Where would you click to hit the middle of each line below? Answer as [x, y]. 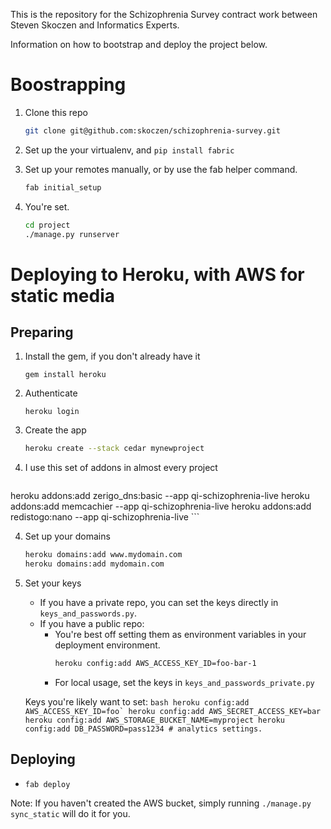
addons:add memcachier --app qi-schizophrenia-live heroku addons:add [161, 506]
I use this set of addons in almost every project [121, 468]
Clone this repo [56, 112]
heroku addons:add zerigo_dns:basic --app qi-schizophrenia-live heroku [160, 496]
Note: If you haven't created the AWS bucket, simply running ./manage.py [161, 803]
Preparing [42, 332]
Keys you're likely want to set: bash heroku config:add [137, 701]
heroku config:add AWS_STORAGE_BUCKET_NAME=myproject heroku [155, 720]
